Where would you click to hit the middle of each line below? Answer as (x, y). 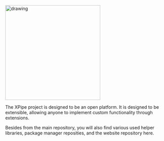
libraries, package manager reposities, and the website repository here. (80, 133)
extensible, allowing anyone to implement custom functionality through (79, 112)
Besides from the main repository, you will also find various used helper (80, 128)
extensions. (17, 118)
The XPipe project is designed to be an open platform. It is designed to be (82, 107)
